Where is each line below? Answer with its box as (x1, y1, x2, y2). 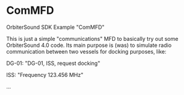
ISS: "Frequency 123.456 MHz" (6, 71, 83, 78)
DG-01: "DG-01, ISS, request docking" (6, 60, 101, 67)
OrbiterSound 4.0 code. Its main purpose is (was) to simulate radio (6, 41, 172, 49)
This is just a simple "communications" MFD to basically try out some (6, 35, 179, 42)
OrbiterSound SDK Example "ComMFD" (6, 23, 105, 31)
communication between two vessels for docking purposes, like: (6, 47, 167, 55)
